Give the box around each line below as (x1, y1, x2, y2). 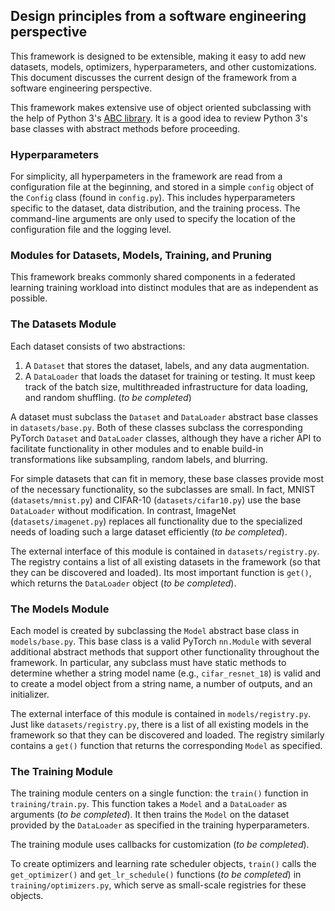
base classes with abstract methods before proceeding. (10, 122, 241, 134)
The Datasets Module (10, 317, 117, 331)
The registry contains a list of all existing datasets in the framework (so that (10, 555, 321, 568)
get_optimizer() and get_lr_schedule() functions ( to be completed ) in (10, 869, 302, 881)
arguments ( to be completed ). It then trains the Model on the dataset (10, 809, 290, 821)
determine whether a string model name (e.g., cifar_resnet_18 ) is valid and (10, 667, 322, 679)
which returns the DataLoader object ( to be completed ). (10, 577, 237, 589)
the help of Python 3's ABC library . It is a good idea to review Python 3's (10, 112, 308, 124)
